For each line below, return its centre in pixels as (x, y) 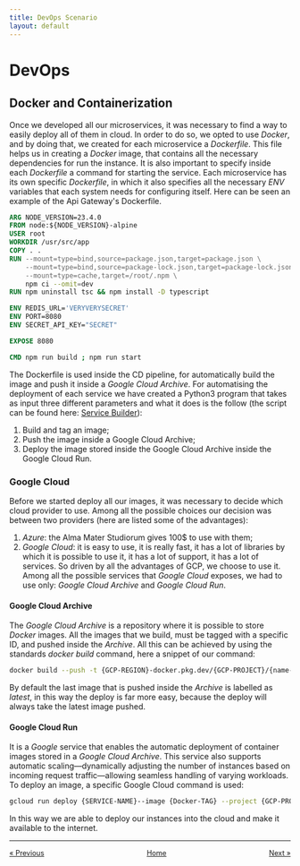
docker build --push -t (54, 671)
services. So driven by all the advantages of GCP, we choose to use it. (151, 566)
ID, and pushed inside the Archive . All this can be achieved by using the (141, 645)
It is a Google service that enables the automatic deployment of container (144, 747)
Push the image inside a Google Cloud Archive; (109, 439)
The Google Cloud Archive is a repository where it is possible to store (137, 626)
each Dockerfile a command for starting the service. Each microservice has (148, 172)
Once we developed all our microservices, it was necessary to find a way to (148, 124)
